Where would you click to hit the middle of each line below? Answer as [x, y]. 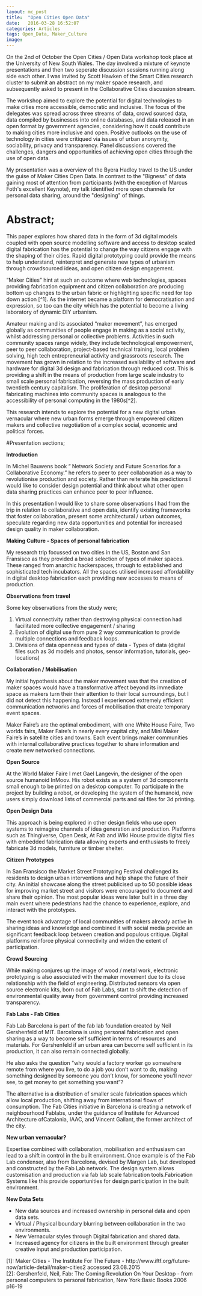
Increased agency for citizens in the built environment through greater [102, 1242]
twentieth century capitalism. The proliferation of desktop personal [89, 387]
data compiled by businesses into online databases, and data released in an [100, 120]
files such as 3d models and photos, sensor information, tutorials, [96, 651]
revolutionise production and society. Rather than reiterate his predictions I [99, 479]
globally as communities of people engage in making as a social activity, [96, 330]
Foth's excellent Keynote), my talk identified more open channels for [91, 189]
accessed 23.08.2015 [114, 1267]
